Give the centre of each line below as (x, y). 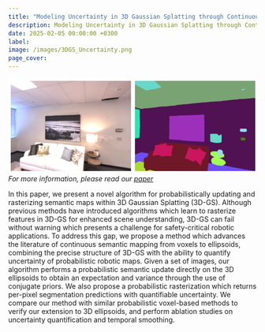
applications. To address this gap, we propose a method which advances (127, 236)
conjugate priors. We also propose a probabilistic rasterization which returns (132, 286)
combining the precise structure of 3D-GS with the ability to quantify (119, 253)
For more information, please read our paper (81, 179)
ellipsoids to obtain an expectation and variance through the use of (117, 278)
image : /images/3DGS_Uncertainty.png (70, 50)
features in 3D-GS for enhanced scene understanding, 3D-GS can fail (121, 219)
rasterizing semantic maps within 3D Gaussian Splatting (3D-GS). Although (130, 203)
